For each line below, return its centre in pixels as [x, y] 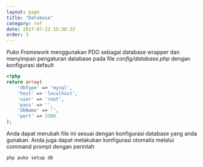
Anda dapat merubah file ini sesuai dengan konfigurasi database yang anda [102, 133]
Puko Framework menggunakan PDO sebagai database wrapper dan [93, 52]
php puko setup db [30, 158]
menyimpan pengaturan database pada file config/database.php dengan [98, 59]
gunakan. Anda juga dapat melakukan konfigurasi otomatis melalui [90, 140]
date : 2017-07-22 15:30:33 [41, 29]
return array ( [25, 82]
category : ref [25, 23]
